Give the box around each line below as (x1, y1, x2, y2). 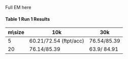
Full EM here (5, 5, 31, 10)
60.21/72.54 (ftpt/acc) (29, 38, 85, 45)
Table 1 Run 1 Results (5, 16, 50, 22)
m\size (8, 29, 24, 36)
